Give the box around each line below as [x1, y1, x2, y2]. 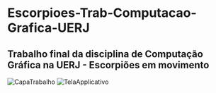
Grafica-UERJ [7, 20, 90, 36]
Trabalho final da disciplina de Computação [7, 48, 203, 60]
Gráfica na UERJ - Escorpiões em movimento [7, 58, 210, 71]
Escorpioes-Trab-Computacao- [7, 5, 197, 21]
